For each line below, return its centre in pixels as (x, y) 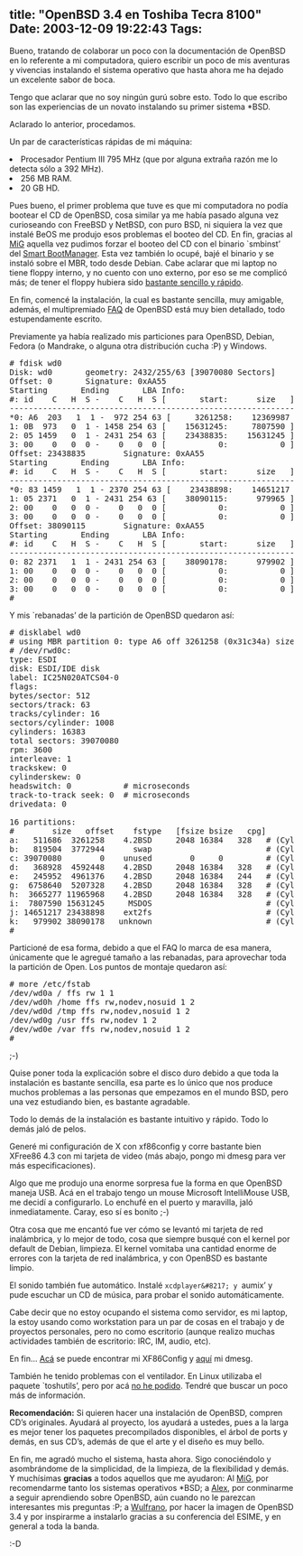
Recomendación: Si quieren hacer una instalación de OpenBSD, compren (146, 1412)
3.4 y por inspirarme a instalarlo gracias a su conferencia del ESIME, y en (145, 1516)
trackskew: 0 (38, 768)
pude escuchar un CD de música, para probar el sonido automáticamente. (147, 1294)
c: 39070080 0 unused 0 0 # (140, 858)
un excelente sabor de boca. (62, 79)
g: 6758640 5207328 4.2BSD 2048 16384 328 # (140, 885)
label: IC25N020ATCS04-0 (64, 677)
